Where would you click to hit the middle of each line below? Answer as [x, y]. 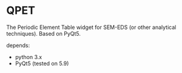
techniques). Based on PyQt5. [43, 33]
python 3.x [29, 57]
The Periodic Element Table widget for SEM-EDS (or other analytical [91, 27]
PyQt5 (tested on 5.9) [42, 63]
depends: [18, 45]
